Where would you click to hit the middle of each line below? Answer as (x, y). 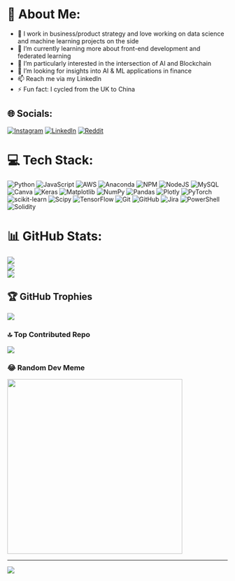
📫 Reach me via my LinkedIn (59, 78)
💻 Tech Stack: (50, 160)
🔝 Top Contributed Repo (49, 335)
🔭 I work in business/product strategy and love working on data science (121, 34)
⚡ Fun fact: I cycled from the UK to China (76, 89)
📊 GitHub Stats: (55, 236)
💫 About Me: (44, 14)
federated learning (44, 56)
